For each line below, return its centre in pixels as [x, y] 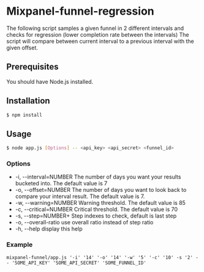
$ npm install [25, 115]
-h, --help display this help [49, 229]
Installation [28, 101]
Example [20, 244]
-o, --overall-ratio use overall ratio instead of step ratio [84, 222]
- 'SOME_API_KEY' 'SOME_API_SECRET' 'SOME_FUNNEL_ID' [77, 263]
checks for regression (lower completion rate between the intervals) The [98, 34]
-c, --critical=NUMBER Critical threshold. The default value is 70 [96, 210]
